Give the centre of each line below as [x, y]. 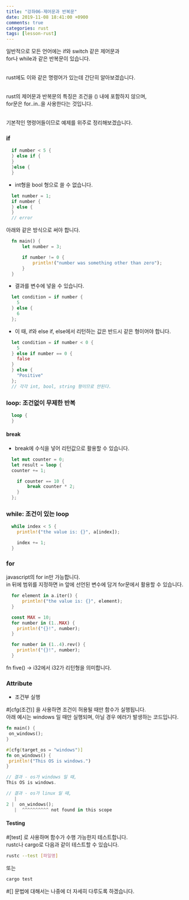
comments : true [25, 22]
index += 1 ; [31, 543]
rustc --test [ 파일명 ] [32, 856]
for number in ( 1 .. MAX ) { [43, 623]
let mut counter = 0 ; [38, 459]
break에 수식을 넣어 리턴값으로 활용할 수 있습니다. [72, 448]
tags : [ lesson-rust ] [32, 34]
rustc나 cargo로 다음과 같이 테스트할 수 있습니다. [63, 844]
